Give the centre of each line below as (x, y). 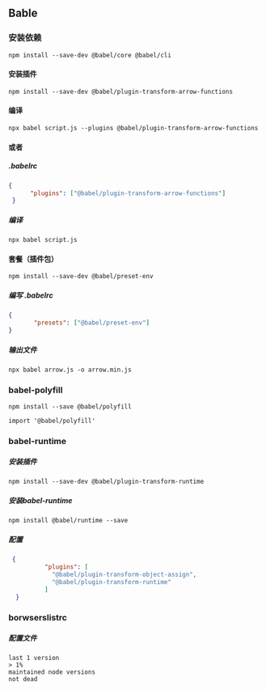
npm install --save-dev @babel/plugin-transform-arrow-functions (120, 91)
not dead (23, 679)
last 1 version (34, 658)
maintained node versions (52, 672)
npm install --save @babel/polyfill (70, 407)
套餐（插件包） (33, 259)
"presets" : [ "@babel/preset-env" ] (92, 323)
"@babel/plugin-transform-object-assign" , (124, 574)
